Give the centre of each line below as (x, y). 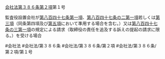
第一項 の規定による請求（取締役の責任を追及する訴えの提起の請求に (87, 29)
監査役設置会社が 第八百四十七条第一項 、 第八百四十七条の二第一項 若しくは (80, 17)
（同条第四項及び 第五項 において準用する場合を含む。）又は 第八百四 (82, 23)
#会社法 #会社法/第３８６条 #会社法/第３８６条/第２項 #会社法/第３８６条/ (81, 46)
